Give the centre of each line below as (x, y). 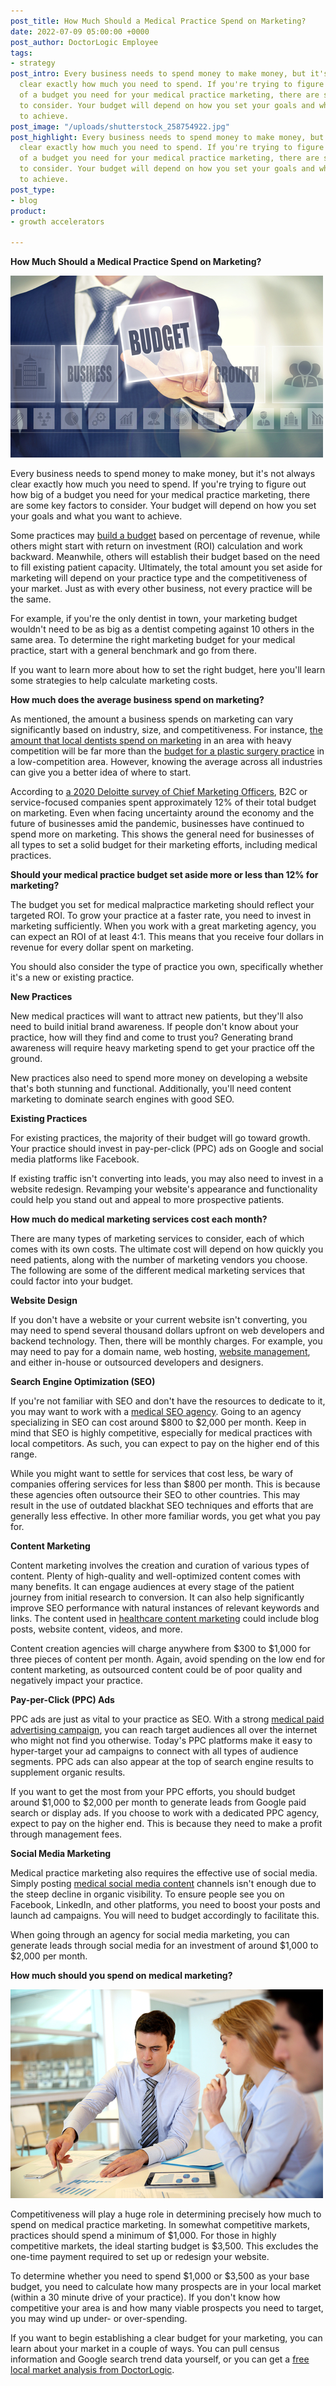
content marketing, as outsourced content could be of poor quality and (156, 1670)
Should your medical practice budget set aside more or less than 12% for (164, 875)
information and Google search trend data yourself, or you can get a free (160, 2359)
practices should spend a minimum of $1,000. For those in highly (143, 2236)
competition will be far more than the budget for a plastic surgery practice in (167, 751)
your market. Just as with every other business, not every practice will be (161, 589)
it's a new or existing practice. (72, 977)
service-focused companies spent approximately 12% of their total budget (163, 802)
